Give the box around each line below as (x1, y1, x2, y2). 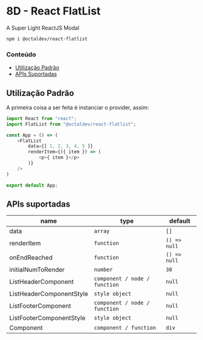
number (94, 266, 113, 273)
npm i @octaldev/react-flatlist (6, 36, 88, 42)
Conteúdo (6, 50, 36, 59)
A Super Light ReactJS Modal (6, 24, 80, 31)
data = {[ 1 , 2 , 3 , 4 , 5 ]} (28, 143, 94, 149)
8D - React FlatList (6, 4, 101, 18)
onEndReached (9, 254, 53, 262)
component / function (94, 324, 156, 332)
